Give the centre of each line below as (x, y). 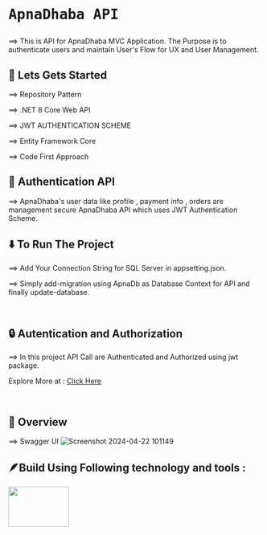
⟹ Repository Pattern (45, 94)
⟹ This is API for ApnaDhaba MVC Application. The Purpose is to (117, 41)
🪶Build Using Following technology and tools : (127, 468)
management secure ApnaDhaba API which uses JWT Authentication (123, 210)
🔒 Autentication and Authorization (96, 334)
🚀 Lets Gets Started (58, 75)
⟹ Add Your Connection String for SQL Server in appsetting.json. (117, 267)
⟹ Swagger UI (33, 441)
